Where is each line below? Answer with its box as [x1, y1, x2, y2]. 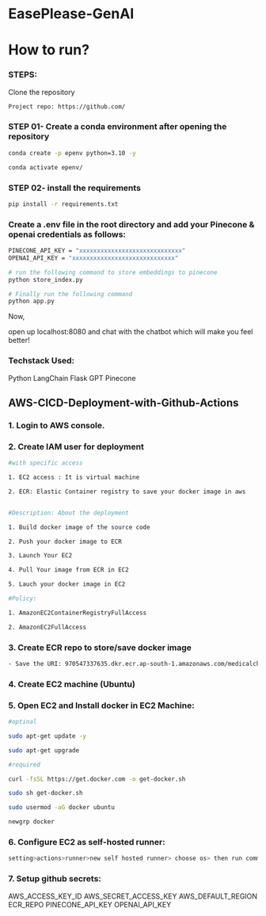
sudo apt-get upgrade [8, 746, 80, 754]
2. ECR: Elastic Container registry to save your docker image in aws [8, 488, 246, 496]
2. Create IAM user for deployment [8, 441, 144, 452]
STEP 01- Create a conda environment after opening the [8, 121, 227, 132]
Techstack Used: [8, 355, 75, 367]
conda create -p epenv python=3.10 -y [8, 149, 136, 157]
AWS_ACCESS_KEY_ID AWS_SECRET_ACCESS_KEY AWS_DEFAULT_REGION [8, 891, 258, 901]
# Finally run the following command [8, 290, 133, 298]
